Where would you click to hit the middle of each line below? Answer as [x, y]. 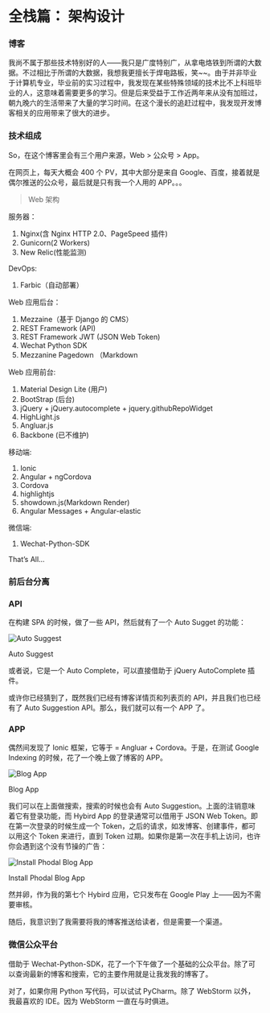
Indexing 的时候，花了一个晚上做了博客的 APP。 [88, 758]
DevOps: [23, 268]
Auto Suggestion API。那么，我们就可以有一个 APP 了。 [116, 708]
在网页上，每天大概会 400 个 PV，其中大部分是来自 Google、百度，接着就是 [134, 172]
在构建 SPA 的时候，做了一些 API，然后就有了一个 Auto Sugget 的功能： [127, 622]
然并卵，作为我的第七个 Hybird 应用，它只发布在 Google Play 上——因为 [128, 895]
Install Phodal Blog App [47, 878]
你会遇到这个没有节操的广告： [57, 846]
